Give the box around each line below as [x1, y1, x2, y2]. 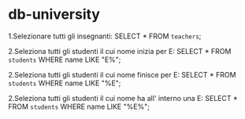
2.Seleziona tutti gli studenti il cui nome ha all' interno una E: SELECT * [8, 93, 238, 103]
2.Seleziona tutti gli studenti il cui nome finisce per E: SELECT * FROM [8, 70, 236, 79]
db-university [8, 5, 101, 23]
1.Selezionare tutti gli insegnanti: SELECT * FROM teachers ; [8, 31, 202, 41]
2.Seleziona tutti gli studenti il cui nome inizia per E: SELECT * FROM [8, 46, 232, 56]
